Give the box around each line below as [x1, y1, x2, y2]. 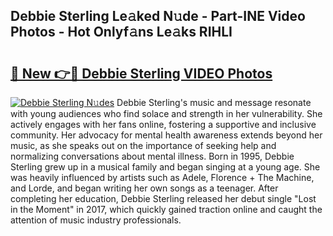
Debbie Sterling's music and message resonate [116, 97, 312, 108]
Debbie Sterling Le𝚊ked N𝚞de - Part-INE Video [10, 8, 306, 25]
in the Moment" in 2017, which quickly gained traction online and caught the [10, 204, 323, 215]
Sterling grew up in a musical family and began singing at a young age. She [10, 161, 321, 173]
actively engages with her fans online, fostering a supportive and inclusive [10, 119, 317, 130]
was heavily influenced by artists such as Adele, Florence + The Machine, [10, 172, 315, 183]
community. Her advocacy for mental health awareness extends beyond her [10, 129, 323, 141]
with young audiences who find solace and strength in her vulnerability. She [10, 108, 323, 119]
